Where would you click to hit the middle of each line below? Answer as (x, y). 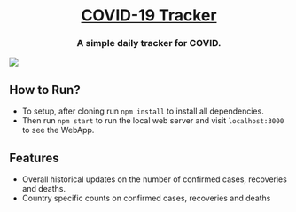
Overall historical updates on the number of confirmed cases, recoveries (155, 179)
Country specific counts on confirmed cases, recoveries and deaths (146, 198)
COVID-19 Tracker (149, 16)
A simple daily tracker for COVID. (149, 43)
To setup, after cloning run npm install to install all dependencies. (143, 111)
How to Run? (45, 90)
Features (34, 157)
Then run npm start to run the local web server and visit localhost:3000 (153, 121)
